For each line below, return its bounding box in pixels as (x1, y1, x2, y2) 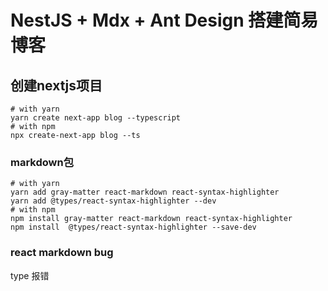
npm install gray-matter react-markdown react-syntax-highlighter (10, 214, 293, 224)
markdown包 (10, 155, 75, 169)
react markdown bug (10, 246, 114, 260)
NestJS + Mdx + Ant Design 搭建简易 (10, 9, 319, 32)
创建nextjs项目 (10, 77, 103, 94)
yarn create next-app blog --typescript (10, 113, 182, 123)
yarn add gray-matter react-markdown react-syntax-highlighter (10, 187, 280, 198)
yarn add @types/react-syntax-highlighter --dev (10, 196, 217, 206)
